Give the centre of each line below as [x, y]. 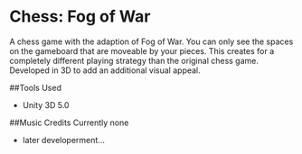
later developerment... [64, 140]
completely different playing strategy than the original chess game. [134, 60]
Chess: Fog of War [80, 17]
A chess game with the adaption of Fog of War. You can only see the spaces [151, 41]
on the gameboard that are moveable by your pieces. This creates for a [142, 50]
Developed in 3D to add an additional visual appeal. [105, 70]
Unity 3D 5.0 [46, 104]
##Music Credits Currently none [69, 122]
